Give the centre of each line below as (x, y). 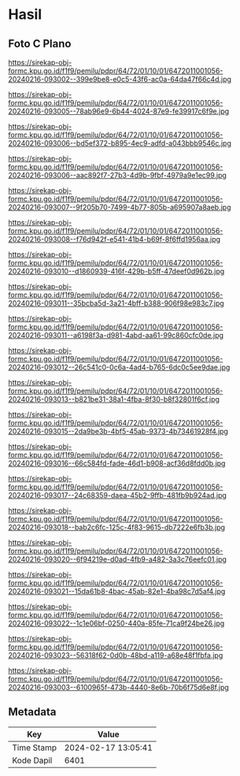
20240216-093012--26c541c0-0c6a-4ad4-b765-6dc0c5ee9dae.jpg (119, 367)
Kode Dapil (32, 760)
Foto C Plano (40, 44)
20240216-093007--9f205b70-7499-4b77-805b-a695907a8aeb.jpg (120, 207)
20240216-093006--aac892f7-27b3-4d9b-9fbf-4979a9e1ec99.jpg (117, 175)
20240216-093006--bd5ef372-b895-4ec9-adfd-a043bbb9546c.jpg (120, 143)
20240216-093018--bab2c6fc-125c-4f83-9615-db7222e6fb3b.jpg (117, 527)
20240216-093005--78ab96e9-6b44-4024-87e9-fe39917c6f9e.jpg (119, 111)
